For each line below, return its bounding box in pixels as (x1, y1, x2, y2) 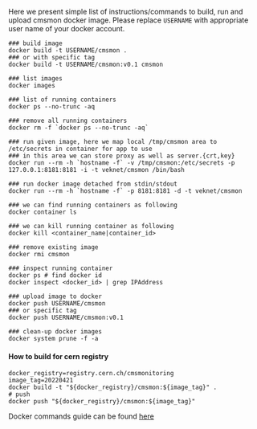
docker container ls (8, 208, 78, 216)
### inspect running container (8, 264, 113, 272)
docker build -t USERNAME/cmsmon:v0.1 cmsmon (8, 60, 163, 68)
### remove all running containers (8, 116, 128, 125)
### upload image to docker (8, 292, 103, 300)
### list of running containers (8, 96, 116, 104)
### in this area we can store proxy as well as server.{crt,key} (8, 152, 235, 160)
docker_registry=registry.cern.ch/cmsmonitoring (8, 370, 174, 378)
